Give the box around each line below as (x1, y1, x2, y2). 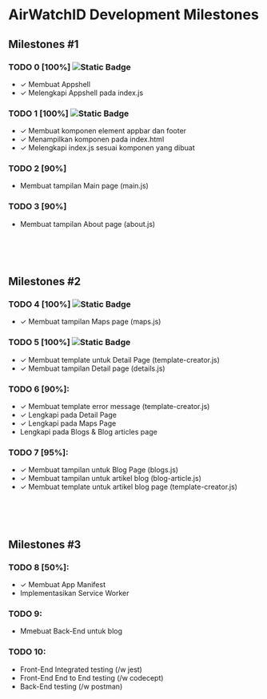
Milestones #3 (8, 538, 82, 551)
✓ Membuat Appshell (19, 79, 90, 89)
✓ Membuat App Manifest (19, 580, 106, 590)
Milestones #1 (8, 38, 79, 51)
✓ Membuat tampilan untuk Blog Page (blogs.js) (19, 465, 178, 475)
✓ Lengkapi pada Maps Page (19, 419, 117, 428)
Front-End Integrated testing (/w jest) (19, 665, 142, 674)
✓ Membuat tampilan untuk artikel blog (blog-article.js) (19, 474, 201, 483)
